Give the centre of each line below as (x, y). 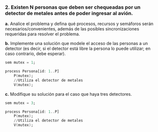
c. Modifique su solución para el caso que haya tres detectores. (68, 94)
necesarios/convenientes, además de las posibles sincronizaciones (72, 29)
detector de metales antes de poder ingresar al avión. (69, 13)
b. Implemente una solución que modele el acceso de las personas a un (77, 44)
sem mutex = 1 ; (20, 63)
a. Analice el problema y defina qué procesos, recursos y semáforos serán (79, 24)
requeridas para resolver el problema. (43, 34)
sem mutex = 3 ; (20, 103)
